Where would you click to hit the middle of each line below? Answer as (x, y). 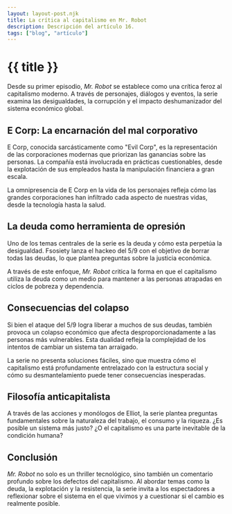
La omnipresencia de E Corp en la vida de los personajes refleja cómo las (112, 190)
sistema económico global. (46, 109)
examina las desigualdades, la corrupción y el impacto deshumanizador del (115, 101)
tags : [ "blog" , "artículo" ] (48, 33)
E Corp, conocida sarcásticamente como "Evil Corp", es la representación (113, 147)
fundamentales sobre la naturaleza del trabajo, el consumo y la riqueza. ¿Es (115, 421)
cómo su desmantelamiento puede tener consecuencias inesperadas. (107, 375)
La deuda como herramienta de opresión (96, 226)
